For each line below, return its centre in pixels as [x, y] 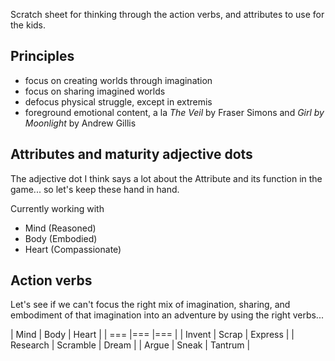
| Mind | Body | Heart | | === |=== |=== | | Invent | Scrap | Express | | [152, 335]
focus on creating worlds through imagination [118, 80]
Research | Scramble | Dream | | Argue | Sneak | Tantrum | [130, 345]
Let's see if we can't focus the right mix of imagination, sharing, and [150, 305]
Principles [42, 56]
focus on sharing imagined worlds [95, 91]
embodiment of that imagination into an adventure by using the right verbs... [167, 315]
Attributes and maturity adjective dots [131, 154]
